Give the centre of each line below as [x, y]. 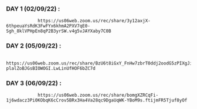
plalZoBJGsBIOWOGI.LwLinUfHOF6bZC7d [51, 68]
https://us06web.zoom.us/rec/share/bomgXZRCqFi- [98, 95]
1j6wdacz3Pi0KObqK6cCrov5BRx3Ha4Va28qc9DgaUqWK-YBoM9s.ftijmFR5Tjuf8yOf [97, 100]
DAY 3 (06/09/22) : [34, 83]
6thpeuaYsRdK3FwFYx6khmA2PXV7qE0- [48, 26]
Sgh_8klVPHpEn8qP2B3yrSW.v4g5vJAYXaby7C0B [59, 31]
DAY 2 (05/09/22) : [34, 46]
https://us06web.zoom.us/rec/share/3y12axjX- [94, 21]
